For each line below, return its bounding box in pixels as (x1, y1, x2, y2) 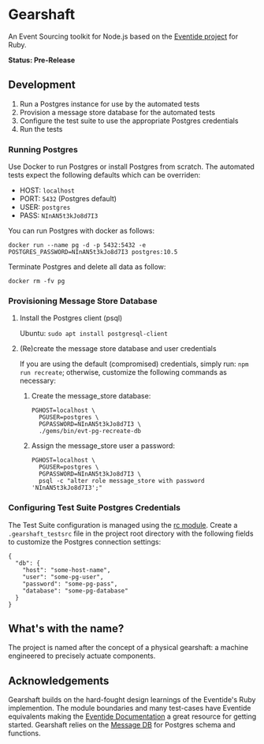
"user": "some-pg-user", (22, 573, 104, 581)
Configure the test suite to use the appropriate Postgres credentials (19, 116, 239, 125)
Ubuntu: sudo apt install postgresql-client (19, 329, 168, 338)
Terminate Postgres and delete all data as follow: (8, 262, 166, 271)
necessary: (19, 376, 57, 386)
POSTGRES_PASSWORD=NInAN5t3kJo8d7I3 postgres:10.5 (8, 249, 178, 256)
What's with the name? (8, 622, 125, 636)
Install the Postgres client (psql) (19, 313, 123, 323)
